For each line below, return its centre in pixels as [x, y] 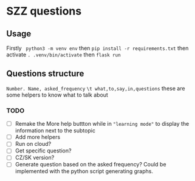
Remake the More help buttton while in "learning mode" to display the [102, 124]
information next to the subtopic [55, 131]
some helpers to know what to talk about [57, 95]
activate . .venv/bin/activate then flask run [63, 55]
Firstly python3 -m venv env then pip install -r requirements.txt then [97, 48]
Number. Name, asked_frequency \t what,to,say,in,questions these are [96, 88]
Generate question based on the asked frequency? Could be [91, 165]
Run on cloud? [33, 144]
